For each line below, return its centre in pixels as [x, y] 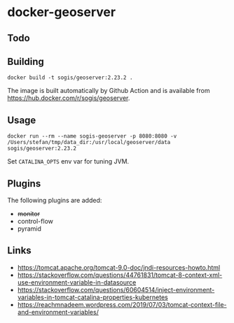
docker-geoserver [62, 12]
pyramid [29, 229]
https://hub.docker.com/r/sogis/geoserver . [69, 98]
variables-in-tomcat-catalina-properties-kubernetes [92, 297]
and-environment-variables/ [58, 312]
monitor [29, 214]
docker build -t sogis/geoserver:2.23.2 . [70, 78]
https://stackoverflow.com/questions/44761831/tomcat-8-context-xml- [120, 275]
